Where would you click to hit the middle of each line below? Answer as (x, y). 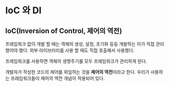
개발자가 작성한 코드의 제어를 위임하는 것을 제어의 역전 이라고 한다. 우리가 (77, 72)
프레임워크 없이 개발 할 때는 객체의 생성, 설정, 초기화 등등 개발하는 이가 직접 (80, 44)
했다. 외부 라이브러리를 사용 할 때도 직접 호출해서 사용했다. (77, 50)
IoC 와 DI (23, 10)
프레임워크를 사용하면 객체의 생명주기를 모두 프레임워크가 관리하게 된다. (76, 61)
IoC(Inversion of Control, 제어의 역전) (64, 31)
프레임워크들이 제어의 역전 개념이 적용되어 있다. (58, 78)
